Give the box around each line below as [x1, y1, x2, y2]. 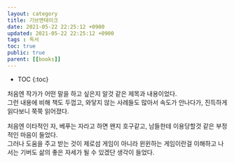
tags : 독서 [7, 36, 40, 43]
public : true [7, 50, 46, 57]
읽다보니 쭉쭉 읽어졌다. [7, 106, 69, 115]
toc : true [7, 43, 36, 50]
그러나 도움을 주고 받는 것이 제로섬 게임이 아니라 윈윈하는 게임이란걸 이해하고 [7, 139, 217, 148]
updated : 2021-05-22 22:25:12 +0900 [7, 29, 114, 37]
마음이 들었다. [20, 130, 58, 139]
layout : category [7, 10, 58, 17]
